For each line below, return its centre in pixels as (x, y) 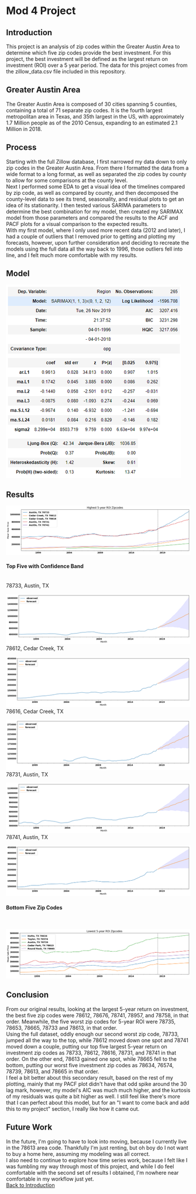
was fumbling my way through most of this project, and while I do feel (90, 1166)
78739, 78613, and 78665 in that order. (53, 1071)
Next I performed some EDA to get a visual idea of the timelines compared (96, 187)
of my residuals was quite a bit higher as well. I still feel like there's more (93, 1096)
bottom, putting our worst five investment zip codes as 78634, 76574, (90, 1065)
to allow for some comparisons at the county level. (67, 180)
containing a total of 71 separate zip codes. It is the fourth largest (84, 110)
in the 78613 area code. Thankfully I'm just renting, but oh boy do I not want (97, 1148)
